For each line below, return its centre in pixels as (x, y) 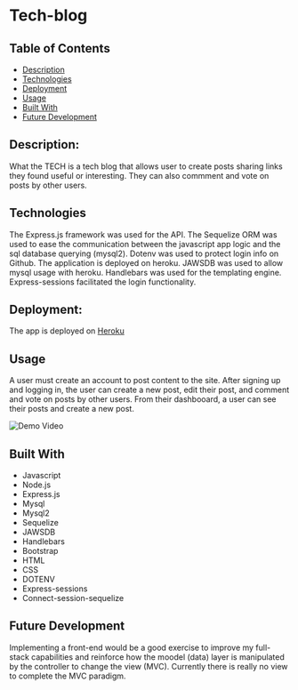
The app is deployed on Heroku (67, 331)
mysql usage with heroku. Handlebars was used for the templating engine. (145, 272)
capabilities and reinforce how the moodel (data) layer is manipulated (157, 657)
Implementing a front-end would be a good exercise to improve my (132, 647)
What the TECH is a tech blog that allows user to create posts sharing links (146, 166)
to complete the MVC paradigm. (68, 676)
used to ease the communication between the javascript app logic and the (145, 244)
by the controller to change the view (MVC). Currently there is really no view (149, 666)
